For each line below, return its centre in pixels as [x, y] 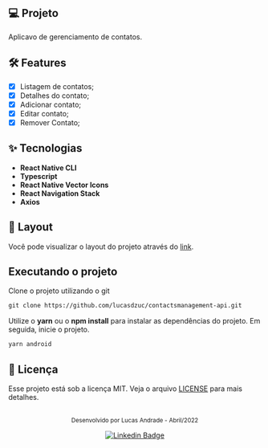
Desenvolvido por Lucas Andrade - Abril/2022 [135, 420]
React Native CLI [48, 168]
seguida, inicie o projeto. [49, 330]
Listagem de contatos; [57, 86]
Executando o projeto [63, 271]
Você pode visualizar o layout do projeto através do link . [101, 246]
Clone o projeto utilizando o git [59, 291]
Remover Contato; [50, 122]
